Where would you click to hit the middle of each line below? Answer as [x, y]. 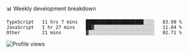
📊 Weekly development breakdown [51, 9]
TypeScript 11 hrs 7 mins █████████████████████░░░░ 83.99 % [94, 22]
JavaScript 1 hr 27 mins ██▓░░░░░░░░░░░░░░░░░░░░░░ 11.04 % [94, 27]
